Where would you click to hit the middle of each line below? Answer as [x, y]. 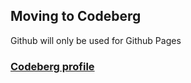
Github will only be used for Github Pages [96, 40]
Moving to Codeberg [76, 16]
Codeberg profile [52, 66]
